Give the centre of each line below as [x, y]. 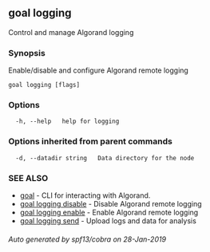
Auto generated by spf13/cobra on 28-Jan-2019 [87, 239]
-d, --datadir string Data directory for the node [105, 158]
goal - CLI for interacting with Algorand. [85, 195]
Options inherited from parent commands [91, 141]
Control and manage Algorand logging [71, 32]
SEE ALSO [28, 178]
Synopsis [27, 53]
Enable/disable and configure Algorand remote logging [99, 70]
